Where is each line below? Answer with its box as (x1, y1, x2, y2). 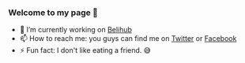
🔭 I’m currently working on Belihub (19, 25, 133, 35)
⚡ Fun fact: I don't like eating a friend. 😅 (19, 46, 152, 55)
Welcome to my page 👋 (8, 7, 99, 18)
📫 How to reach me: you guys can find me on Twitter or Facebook (19, 34, 237, 43)
